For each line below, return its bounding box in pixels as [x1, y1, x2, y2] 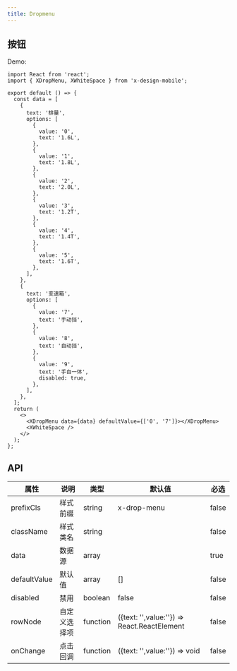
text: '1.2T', [38, 209, 80, 216]
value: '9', [38, 361, 74, 368]
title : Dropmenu [7, 10, 55, 18]
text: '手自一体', [38, 368, 89, 375]
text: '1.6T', [38, 258, 80, 265]
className [11, 527, 48, 537]
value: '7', [38, 309, 74, 316]
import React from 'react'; [7, 71, 90, 78]
